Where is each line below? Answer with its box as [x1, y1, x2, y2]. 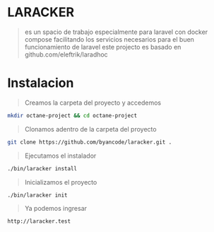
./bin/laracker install [7, 165, 78, 172]
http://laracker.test [7, 218, 71, 225]
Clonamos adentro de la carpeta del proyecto [24, 124, 157, 133]
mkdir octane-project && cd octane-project [7, 112, 138, 119]
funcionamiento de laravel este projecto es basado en [24, 42, 182, 51]
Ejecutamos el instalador [24, 151, 97, 160]
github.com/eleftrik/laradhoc [24, 50, 108, 59]
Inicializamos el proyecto [24, 178, 97, 186]
